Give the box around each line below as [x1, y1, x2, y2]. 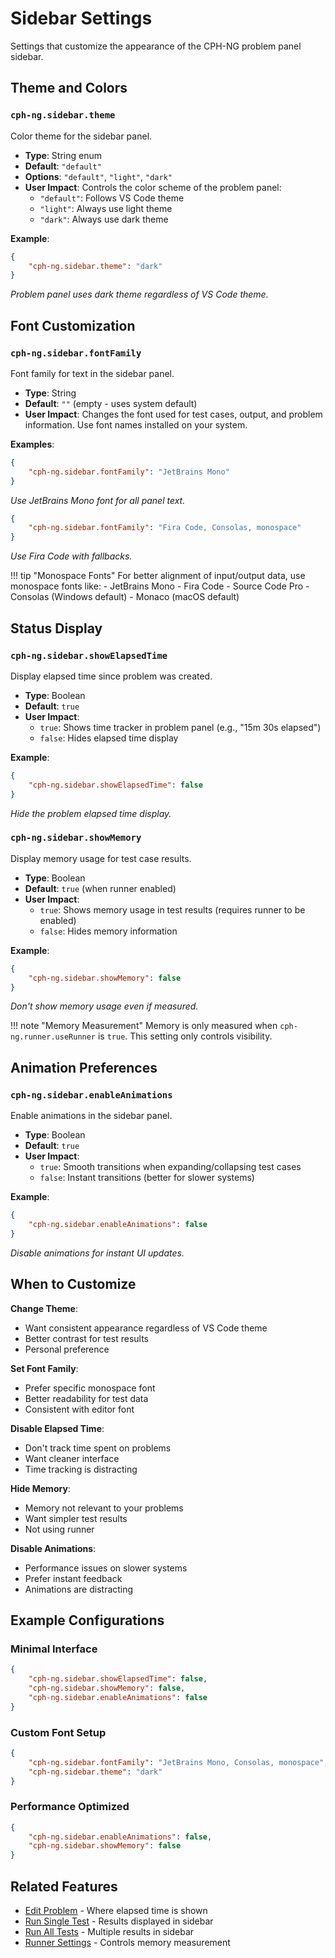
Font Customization [10, 317, 136, 334]
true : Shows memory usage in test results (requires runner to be [39, 903, 306, 916]
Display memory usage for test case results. [10, 852, 192, 864]
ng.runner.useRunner [10, 1032, 97, 1042]
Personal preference [24, 1343, 110, 1355]
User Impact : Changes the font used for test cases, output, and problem [24, 408, 323, 420]
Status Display [10, 620, 103, 637]
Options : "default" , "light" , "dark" [24, 170, 173, 182]
